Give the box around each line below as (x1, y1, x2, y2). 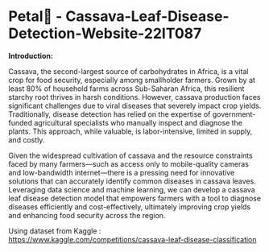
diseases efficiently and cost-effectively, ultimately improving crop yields (8, 201, 251, 212)
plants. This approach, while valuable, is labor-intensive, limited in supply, (8, 126, 253, 136)
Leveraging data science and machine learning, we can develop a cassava (8, 184, 255, 194)
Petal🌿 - (8, 7, 63, 26)
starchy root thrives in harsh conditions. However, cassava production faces (8, 92, 261, 101)
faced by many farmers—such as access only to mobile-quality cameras (8, 159, 250, 168)
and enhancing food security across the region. (8, 210, 166, 220)
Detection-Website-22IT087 (8, 24, 202, 43)
